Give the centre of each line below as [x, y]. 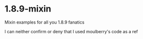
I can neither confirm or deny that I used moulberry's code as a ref [71, 31]
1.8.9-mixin [28, 9]
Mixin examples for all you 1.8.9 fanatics [45, 22]
